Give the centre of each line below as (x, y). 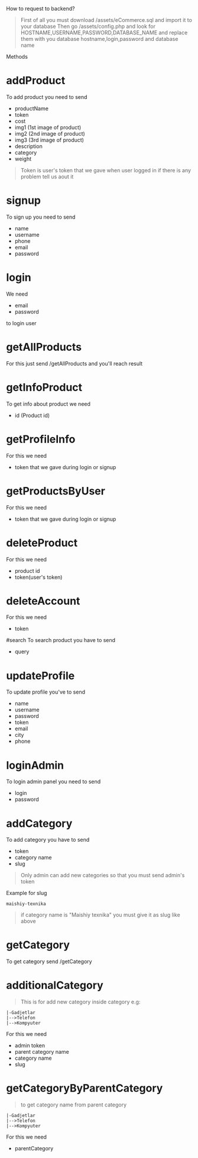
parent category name (42, 1052)
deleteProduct (42, 543)
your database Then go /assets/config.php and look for (88, 26)
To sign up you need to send (41, 217)
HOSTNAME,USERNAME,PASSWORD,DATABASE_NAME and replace (104, 33)
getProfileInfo (41, 439)
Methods (17, 57)
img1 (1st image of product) (48, 127)
